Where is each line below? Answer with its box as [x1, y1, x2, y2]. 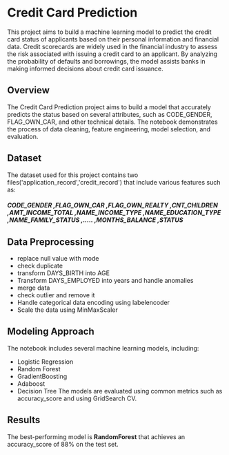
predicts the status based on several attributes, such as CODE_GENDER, [7, 110, 212, 118]
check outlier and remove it [17, 290, 95, 299]
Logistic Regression [17, 357, 74, 366]
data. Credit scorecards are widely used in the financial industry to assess [7, 42, 218, 50]
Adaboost [17, 379, 46, 388]
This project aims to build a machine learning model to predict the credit [7, 28, 212, 36]
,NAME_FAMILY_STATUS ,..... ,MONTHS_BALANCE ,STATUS [7, 216, 184, 224]
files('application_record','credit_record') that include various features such [7, 178, 221, 186]
